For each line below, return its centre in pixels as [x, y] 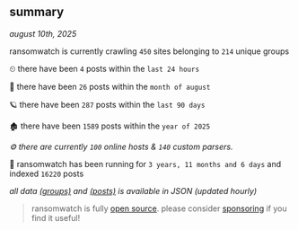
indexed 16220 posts [47, 173]
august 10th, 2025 [43, 33]
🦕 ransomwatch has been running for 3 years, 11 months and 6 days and [145, 164]
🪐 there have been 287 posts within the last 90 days [107, 104]
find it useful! [56, 217]
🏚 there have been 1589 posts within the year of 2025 [110, 126]
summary [37, 12]
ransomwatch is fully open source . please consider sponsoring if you [159, 208]
